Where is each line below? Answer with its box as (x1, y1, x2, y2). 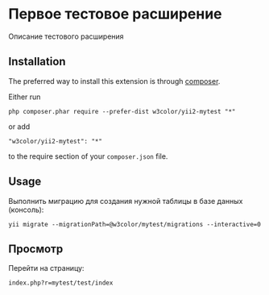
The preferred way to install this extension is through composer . (8, 76, 221, 85)
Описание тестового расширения (8, 31, 124, 41)
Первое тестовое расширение (8, 5, 223, 23)
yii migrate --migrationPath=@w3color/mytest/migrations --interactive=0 (8, 220, 262, 228)
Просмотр (8, 242, 64, 256)
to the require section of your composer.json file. (8, 151, 168, 161)
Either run (8, 92, 41, 102)
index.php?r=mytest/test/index (8, 279, 114, 287)
